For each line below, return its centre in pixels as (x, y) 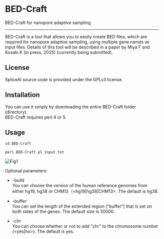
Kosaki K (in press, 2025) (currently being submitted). (59, 52)
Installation (22, 95)
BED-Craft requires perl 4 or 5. (36, 117)
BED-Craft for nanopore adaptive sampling (48, 23)
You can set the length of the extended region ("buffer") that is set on (82, 206)
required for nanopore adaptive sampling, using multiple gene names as (77, 42)
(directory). (16, 112)
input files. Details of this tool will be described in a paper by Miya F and (78, 47)
